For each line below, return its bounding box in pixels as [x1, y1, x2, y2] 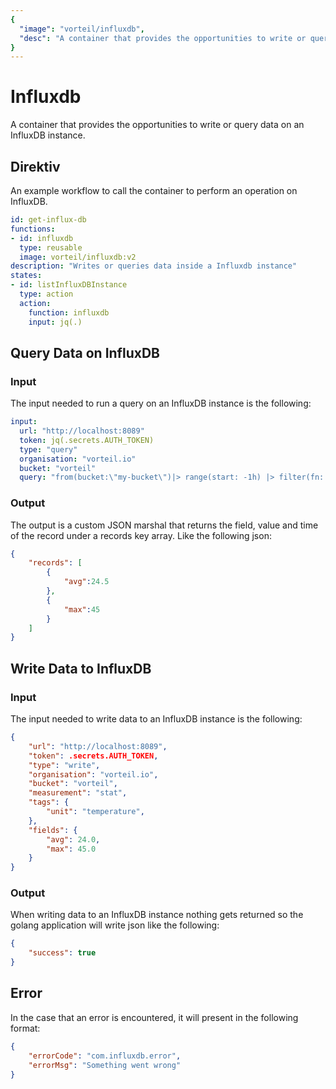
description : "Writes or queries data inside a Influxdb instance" [10, 261, 298, 271]
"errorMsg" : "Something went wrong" [28, 1060, 182, 1070]
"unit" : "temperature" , [46, 807, 145, 817]
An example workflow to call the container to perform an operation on [10, 185, 298, 196]
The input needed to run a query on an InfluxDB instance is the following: [10, 397, 312, 410]
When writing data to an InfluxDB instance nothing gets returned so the [10, 909, 304, 921]
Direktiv [10, 158, 61, 175]
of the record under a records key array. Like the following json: [10, 529, 272, 541]
